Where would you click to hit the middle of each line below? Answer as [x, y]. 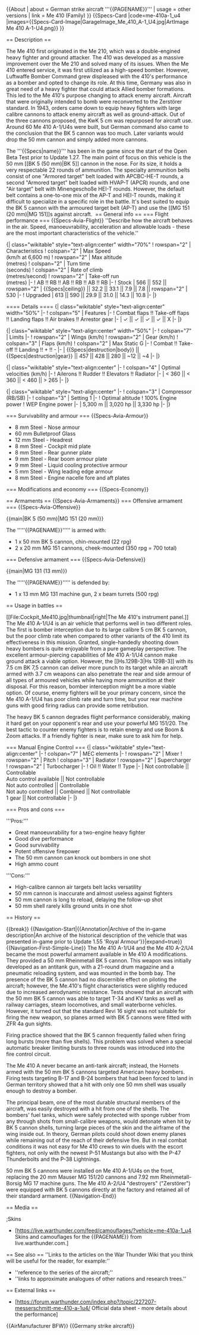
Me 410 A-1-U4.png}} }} [35, 28]
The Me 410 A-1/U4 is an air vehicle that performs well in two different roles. [99, 623]
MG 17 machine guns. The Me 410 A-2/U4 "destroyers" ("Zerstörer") [107, 1183]
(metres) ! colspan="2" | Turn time [48, 263]
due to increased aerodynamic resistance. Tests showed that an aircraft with [100, 992]
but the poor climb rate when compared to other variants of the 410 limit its [98, 636]
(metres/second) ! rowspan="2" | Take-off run [63, 276]
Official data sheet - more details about [139, 1308]
